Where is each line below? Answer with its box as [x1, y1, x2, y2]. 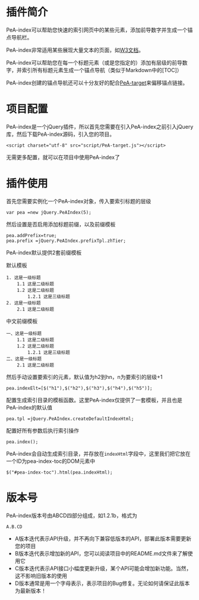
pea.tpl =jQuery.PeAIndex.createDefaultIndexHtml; [6, 415, 134, 422]
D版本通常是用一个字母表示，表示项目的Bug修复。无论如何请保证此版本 [14, 579, 190, 587]
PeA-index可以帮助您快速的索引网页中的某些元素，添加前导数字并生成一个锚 [6, 26, 193, 33]
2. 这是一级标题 [6, 300, 41, 306]
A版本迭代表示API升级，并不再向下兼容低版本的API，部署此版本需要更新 [14, 534, 192, 542]
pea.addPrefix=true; [6, 232, 58, 238]
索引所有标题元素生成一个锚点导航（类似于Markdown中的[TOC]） [21, 66, 182, 73]
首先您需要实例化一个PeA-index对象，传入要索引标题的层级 [6, 197, 151, 204]
